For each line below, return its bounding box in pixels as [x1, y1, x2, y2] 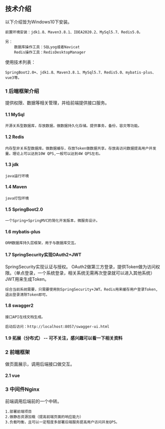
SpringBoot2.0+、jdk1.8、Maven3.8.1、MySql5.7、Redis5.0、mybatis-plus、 [5, 70, 156, 75]
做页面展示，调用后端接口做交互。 [5, 361, 75, 367]
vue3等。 [5, 75, 22, 80]
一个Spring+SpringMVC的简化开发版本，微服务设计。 [5, 218, 100, 223]
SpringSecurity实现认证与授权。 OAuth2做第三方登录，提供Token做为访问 [5, 263, 156, 269]
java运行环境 [5, 173, 29, 179]
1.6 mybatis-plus [5, 229, 41, 235]
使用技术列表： [5, 59, 36, 65]
